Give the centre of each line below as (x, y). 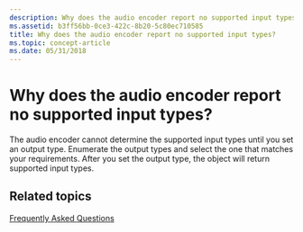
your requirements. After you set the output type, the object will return (140, 159)
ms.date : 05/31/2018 (48, 51)
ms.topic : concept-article (60, 43)
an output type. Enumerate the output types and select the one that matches (151, 149)
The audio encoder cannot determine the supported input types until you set (151, 139)
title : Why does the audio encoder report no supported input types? (143, 34)
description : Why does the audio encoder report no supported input (141, 18)
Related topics (50, 196)
